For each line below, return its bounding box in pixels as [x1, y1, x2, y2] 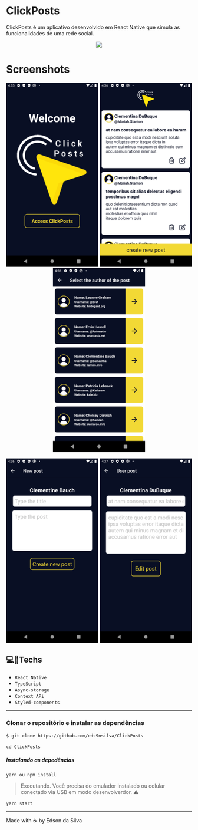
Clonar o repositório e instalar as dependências [6, 719, 144, 727]
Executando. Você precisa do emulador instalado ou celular [20, 782, 166, 789]
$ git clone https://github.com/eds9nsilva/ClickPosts [6, 733, 144, 739]
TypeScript [14, 681, 42, 687]
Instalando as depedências [6, 756, 75, 763]
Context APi [14, 693, 44, 699]
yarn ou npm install [6, 772, 57, 778]
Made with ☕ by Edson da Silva [6, 816, 82, 824]
